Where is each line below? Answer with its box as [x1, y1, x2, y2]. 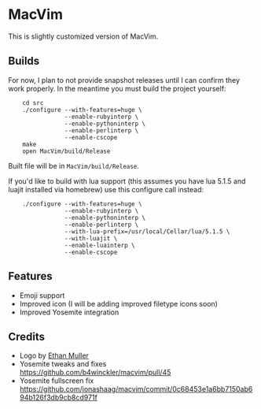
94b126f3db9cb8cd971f [19, 392, 98, 403]
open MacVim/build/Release [22, 147, 111, 155]
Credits [8, 329, 46, 344]
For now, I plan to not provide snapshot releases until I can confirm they [8, 75, 241, 84]
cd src [22, 99, 44, 107]
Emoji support [19, 290, 65, 300]
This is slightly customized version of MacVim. [8, 32, 159, 41]
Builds [8, 54, 40, 68]
